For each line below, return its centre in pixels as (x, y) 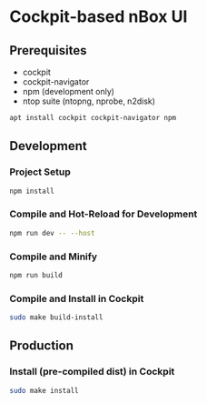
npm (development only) (69, 91)
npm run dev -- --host (52, 233)
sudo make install (44, 390)
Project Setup (40, 172)
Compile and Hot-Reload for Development (103, 214)
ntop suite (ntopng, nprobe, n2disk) (89, 101)
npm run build (36, 275)
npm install (32, 191)
